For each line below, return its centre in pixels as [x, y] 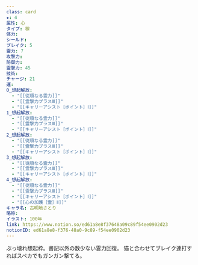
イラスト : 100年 [24, 219]
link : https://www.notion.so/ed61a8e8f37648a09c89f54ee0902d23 [87, 225]
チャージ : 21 [20, 79]
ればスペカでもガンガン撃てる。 [46, 255]
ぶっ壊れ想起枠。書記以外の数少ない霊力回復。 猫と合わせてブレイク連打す [99, 248]
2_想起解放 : [20, 135]
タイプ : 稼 [18, 29]
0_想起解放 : [20, 90]
